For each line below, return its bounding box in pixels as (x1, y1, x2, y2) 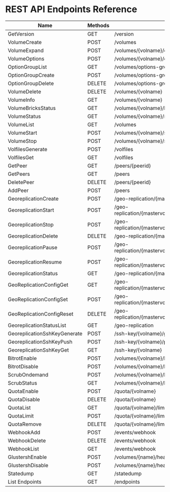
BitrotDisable (8, 363, 39, 370)
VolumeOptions (8, 55, 45, 62)
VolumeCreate (8, 39, 42, 46)
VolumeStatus (8, 112, 41, 120)
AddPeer (8, 186, 29, 194)
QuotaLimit (8, 412, 34, 419)
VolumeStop (8, 137, 37, 144)
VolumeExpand (8, 47, 44, 54)
